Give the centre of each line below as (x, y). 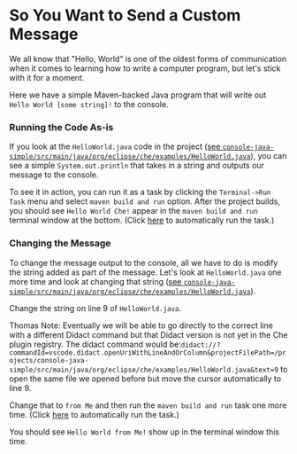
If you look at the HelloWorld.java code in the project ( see (115, 146)
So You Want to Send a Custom (125, 16)
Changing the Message (60, 243)
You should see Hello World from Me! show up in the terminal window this (145, 432)
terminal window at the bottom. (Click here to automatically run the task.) (142, 220)
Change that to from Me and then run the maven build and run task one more (148, 405)
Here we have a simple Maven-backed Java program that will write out (138, 95)
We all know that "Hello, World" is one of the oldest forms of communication (148, 59)
